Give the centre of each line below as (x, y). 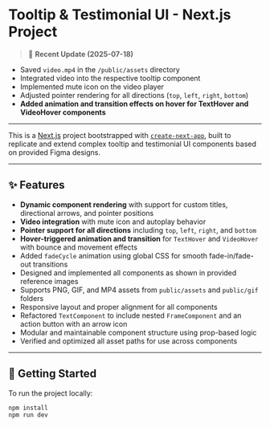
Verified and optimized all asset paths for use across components (129, 341)
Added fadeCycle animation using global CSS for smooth (113, 255)
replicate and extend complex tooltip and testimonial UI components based (133, 144)
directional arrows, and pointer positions (87, 213)
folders (32, 298)
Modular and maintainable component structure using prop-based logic (138, 332)
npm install (28, 408)
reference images (49, 281)
